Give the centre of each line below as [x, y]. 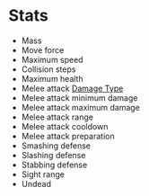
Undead [36, 183]
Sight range [43, 174]
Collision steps [48, 69]
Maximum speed [52, 59]
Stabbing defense [54, 165]
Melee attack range [57, 117]
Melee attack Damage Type [72, 88]
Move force [43, 49]
